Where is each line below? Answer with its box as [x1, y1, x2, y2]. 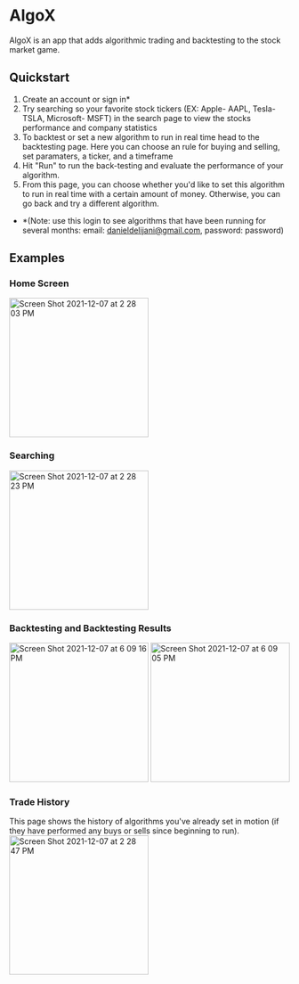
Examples [9, 250, 65, 266]
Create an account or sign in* [21, 94, 131, 104]
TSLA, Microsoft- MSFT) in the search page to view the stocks [21, 112, 252, 123]
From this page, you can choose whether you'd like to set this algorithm [21, 179, 285, 190]
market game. [9, 44, 61, 54]
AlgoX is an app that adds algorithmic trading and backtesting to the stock [9, 35, 281, 45]
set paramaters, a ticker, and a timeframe [21, 151, 174, 161]
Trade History [9, 795, 70, 808]
